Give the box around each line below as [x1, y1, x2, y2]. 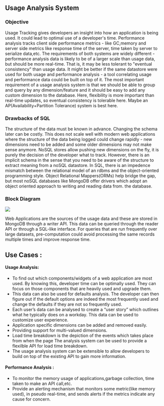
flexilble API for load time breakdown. [12, 343, 88, 349]
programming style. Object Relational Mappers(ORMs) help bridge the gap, [5, 172, 156, 178]
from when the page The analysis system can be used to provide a [12, 337, 147, 343]
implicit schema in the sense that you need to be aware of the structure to [5, 157, 154, 163]
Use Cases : [5, 251, 43, 259]
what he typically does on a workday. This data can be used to [12, 311, 139, 317]
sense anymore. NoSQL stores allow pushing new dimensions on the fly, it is [5, 146, 159, 152]
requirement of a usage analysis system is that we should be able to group [5, 82, 156, 88]
